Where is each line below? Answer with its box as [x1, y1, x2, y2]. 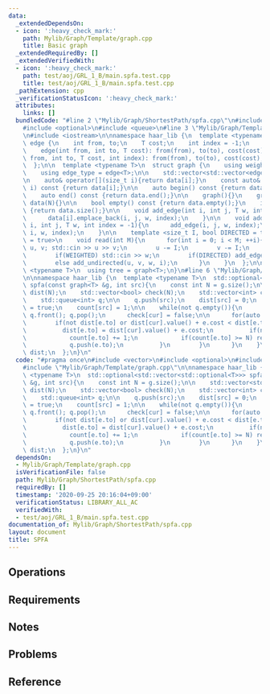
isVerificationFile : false [15, 469, 106, 477]
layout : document [8, 528, 67, 536]
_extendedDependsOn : [15, 19, 84, 27]
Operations [8, 565, 66, 580]
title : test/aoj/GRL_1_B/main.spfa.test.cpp [22, 79, 174, 87]
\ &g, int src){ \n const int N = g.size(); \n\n [22, 378, 196, 386]
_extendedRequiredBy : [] [15, 49, 99, 57]
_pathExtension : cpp [15, 86, 84, 95]
